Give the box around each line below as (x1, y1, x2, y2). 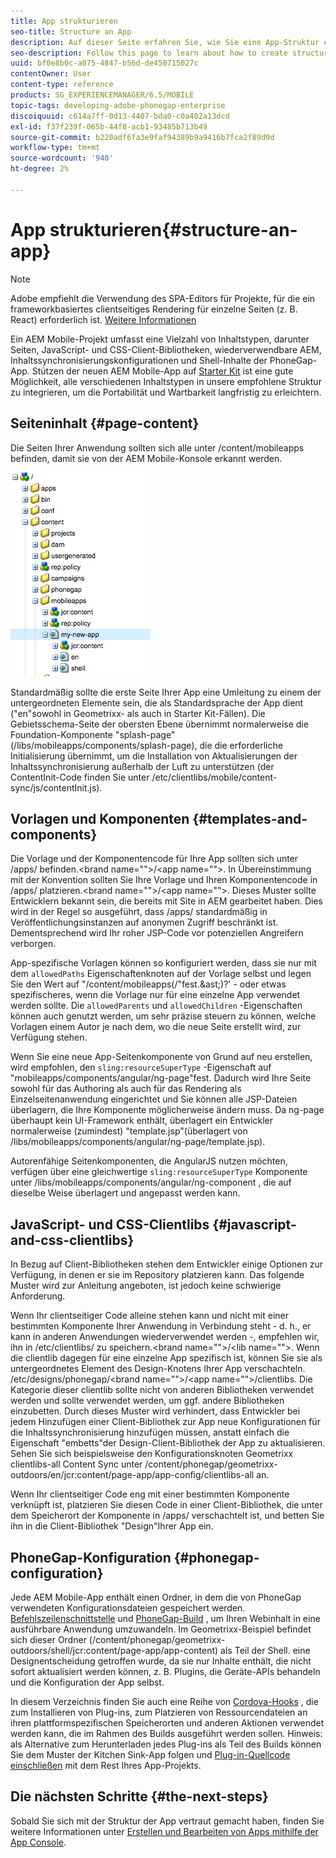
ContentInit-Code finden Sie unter (10, 771, 150, 783)
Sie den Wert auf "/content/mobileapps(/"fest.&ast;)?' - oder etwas (10, 978, 287, 990)
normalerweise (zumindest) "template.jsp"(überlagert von (10, 1125, 248, 1137)
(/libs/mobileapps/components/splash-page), (10, 739, 198, 751)
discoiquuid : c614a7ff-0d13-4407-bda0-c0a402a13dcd (10, 111, 230, 121)
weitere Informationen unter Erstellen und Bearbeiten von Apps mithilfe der (10, 1825, 319, 1837)
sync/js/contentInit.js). (10, 781, 103, 794)
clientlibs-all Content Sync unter (10, 1458, 143, 1470)
